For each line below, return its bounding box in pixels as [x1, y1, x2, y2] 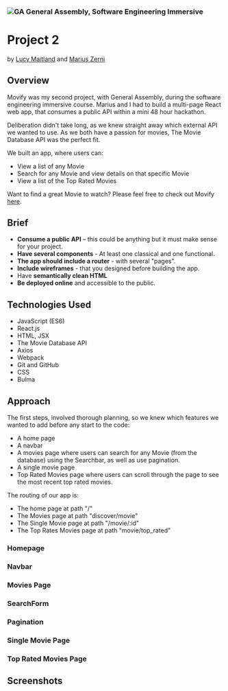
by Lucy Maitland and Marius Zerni [7, 55, 105, 63]
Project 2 [7, 32, 60, 48]
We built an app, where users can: [7, 148, 104, 157]
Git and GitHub [16, 361, 60, 369]
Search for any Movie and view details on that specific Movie [16, 169, 190, 178]
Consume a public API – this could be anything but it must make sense [16, 235, 218, 244]
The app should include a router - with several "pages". [16, 257, 176, 266]
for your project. [16, 242, 63, 250]
